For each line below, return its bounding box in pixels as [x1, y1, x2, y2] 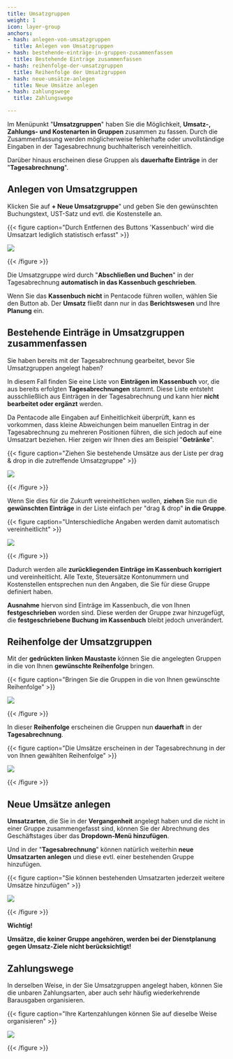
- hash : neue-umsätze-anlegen [7, 75, 96, 82]
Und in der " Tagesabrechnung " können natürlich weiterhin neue [7, 845, 194, 853]
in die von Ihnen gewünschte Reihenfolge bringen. [7, 662, 155, 670]
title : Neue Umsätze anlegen [13, 82, 98, 89]
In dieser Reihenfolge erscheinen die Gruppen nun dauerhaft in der [7, 723, 202, 731]
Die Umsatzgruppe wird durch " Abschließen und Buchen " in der [7, 271, 194, 279]
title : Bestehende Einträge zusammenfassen [13, 56, 142, 63]
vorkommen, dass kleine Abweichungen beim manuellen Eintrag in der [7, 420, 210, 428]
